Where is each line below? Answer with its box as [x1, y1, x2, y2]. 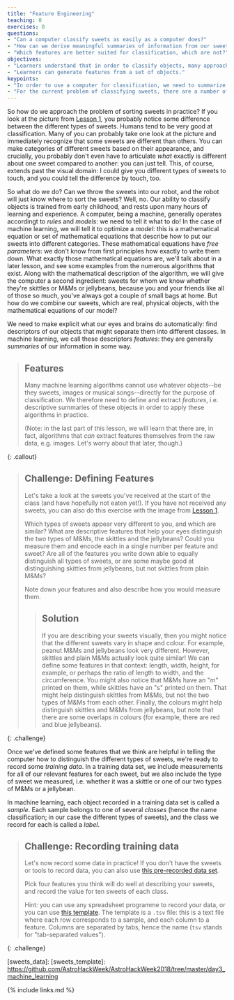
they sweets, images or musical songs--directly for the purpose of [24, 388, 215, 397]
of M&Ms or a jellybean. [7, 784, 75, 793]
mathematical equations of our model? [7, 307, 118, 315]
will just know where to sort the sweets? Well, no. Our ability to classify [7, 195, 211, 203]
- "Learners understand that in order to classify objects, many [7, 62, 201, 69]
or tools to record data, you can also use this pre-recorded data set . [24, 867, 219, 875]
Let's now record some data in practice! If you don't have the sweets [24, 859, 221, 867]
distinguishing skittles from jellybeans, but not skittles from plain [24, 564, 209, 573]
